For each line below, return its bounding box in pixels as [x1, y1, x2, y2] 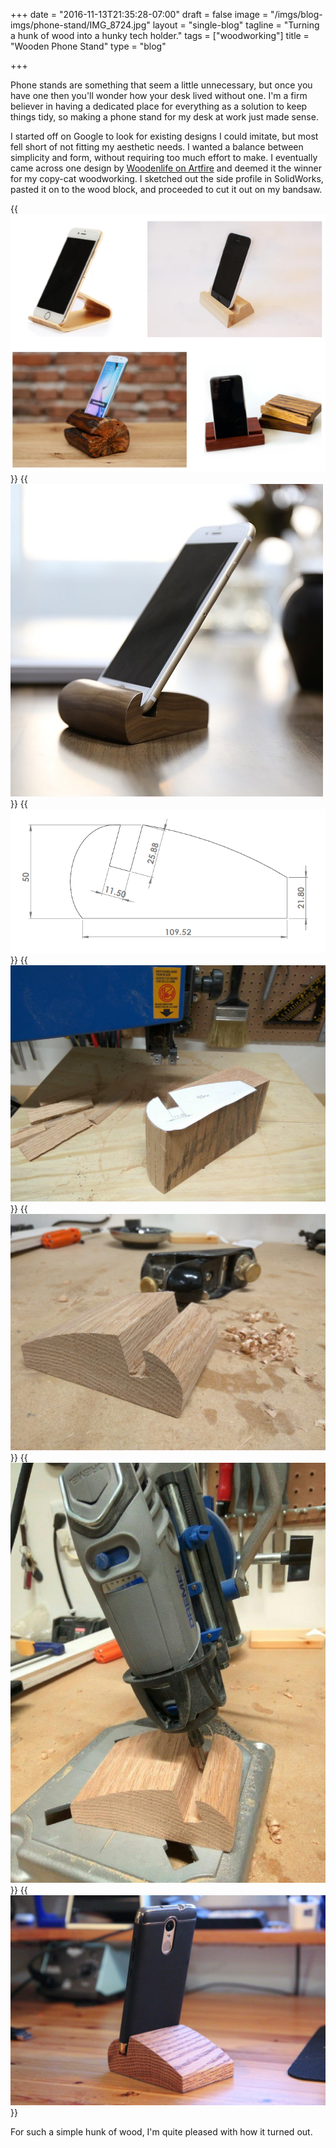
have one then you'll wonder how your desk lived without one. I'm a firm [10, 90, 308, 101]
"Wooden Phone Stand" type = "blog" [10, 40, 167, 52]
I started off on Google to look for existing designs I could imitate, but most [10, 130, 319, 142]
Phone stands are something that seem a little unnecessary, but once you [10, 79, 313, 91]
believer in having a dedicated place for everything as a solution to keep [10, 100, 308, 112]
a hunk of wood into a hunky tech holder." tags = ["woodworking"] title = [10, 30, 310, 41]
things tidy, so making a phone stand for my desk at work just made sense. [10, 111, 319, 123]
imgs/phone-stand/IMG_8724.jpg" [10, 19, 151, 31]
